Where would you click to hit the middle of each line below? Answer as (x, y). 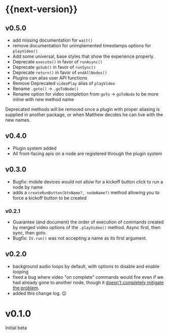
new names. (18, 120)
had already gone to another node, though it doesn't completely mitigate (88, 282)
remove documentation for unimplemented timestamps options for (82, 46)
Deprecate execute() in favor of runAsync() (57, 62)
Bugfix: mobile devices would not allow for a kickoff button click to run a (88, 181)
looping (20, 272)
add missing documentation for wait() (52, 40)
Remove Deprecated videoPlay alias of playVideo (64, 83)
